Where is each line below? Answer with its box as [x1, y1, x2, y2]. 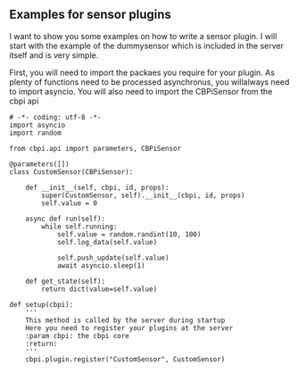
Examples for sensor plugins [9, 7, 172, 22]
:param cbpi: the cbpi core [25, 331, 129, 340]
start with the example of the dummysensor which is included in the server [9, 40, 284, 51]
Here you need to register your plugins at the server [25, 323, 234, 333]
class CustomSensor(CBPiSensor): [9, 167, 134, 177]
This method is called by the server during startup [25, 316, 226, 325]
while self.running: [41, 222, 118, 231]
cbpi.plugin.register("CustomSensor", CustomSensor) [25, 354, 226, 364]
